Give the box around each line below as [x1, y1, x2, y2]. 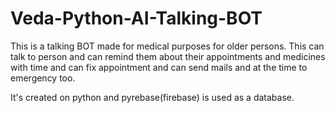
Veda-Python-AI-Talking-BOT [10, 7, 263, 30]
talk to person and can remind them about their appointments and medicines [10, 50, 326, 62]
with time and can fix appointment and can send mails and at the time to [10, 61, 308, 73]
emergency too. [10, 72, 76, 84]
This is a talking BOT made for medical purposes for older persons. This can [10, 40, 325, 52]
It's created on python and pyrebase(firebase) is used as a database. [10, 91, 295, 103]
